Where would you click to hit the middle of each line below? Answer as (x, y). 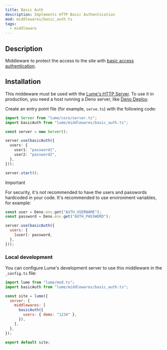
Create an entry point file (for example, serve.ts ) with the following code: (81, 108)
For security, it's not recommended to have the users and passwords (76, 192)
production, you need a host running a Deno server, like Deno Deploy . (77, 99)
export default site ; (28, 342)
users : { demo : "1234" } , (50, 315)
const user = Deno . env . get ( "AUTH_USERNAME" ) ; (53, 212)
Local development (29, 257)
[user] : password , (33, 235)
